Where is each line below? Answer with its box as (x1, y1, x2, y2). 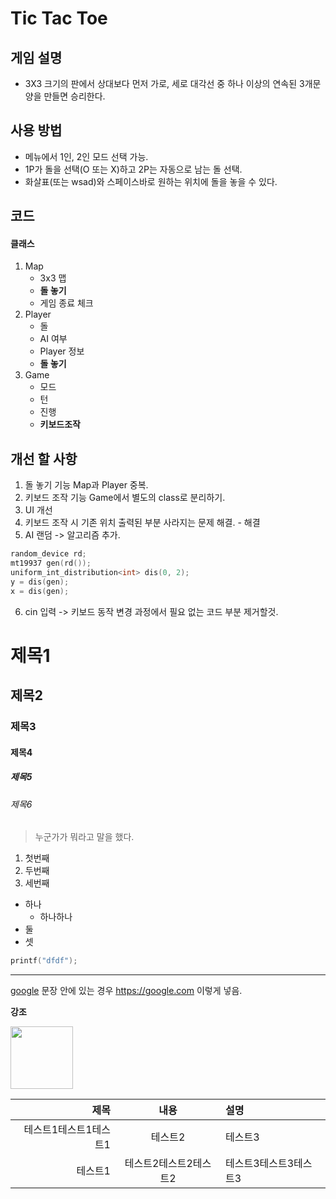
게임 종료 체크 (39, 297, 94, 309)
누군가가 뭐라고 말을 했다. (34, 831, 135, 843)
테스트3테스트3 (225, 1157, 295, 1171)
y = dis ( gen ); (10, 577, 70, 587)
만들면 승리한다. (43, 90, 106, 102)
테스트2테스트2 (124, 1157, 193, 1171)
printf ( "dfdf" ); (10, 956, 78, 966)
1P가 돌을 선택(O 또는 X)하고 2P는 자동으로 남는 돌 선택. (24, 163, 243, 175)
